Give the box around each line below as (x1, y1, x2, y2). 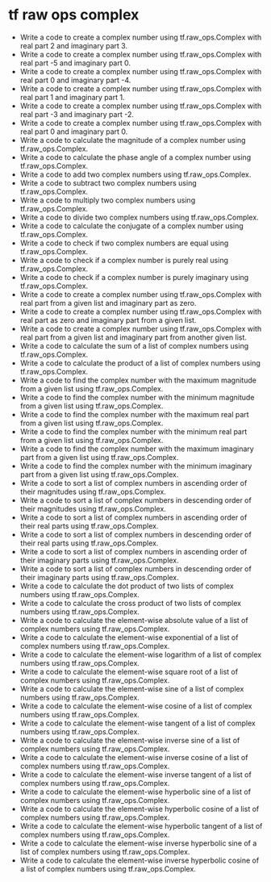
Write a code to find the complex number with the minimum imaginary (19, 461, 252, 470)
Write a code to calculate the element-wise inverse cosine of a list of (19, 752, 248, 762)
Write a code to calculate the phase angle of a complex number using (19, 152, 252, 162)
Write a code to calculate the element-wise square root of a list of (19, 667, 239, 676)
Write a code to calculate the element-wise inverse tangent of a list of (19, 769, 252, 780)
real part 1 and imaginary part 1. (19, 92, 125, 102)
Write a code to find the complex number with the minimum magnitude (19, 392, 255, 402)
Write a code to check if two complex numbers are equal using (19, 238, 229, 248)
